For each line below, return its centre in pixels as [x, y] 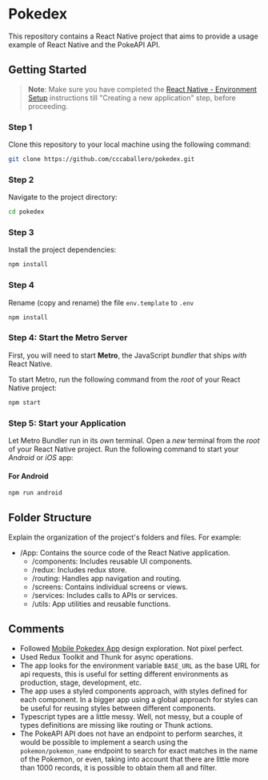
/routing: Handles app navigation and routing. [106, 578]
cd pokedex [26, 212]
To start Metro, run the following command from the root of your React [124, 379]
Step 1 [20, 127]
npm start [25, 402]
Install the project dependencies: [62, 250]
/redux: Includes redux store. [80, 569]
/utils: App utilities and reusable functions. [101, 604]
